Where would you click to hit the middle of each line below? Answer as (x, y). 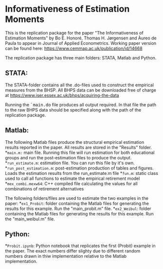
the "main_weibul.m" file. (30, 219)
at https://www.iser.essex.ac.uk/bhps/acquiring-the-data (62, 95)
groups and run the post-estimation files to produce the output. (68, 157)
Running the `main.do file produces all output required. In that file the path (81, 105)
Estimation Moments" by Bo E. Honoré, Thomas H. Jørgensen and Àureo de (81, 38)
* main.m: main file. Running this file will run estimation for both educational (80, 153)
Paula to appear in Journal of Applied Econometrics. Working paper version (81, 43)
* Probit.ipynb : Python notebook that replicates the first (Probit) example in (80, 246)
